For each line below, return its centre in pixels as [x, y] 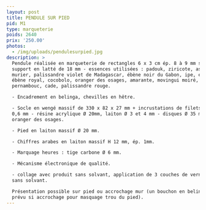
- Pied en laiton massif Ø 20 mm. [56, 130]
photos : [16, 47]
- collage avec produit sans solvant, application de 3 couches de [100, 175]
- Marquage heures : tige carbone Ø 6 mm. [67, 153]
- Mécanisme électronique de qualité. [62, 164]
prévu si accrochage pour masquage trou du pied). [78, 197]
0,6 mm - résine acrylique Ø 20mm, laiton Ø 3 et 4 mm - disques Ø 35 [104, 114]
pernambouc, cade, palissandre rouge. [62, 86]
